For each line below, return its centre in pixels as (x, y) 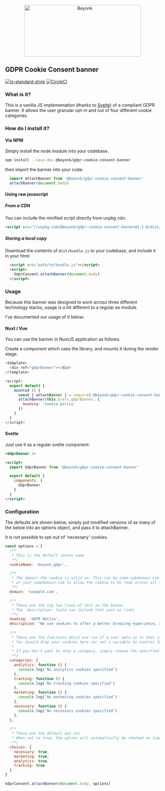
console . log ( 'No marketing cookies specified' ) (68, 697)
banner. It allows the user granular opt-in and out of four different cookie (79, 111)
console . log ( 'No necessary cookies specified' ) (68, 711)
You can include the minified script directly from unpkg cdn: (66, 218)
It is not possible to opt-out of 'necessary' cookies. (57, 537)
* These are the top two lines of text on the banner (68, 605)
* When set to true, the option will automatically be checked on (81, 738)
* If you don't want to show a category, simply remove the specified (85, 651)
